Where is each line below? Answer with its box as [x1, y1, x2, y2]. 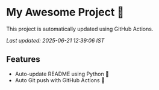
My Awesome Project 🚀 [6, 5, 125, 19]
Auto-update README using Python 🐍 [14, 70, 110, 77]
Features [6, 54, 40, 65]
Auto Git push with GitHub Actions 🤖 [14, 76, 105, 83]
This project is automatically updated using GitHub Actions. [6, 25, 154, 32]
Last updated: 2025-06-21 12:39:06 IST [6, 37, 105, 44]
